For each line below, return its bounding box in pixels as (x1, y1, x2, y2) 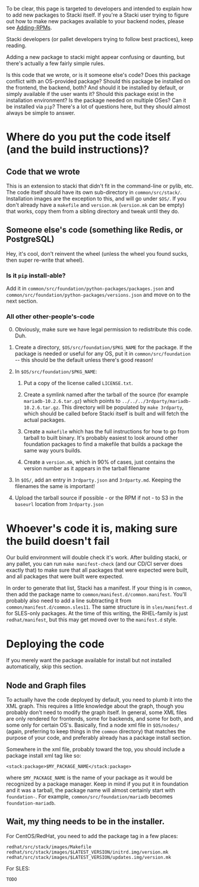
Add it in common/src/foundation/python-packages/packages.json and (6, 285, 175, 292)
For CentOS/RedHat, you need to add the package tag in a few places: (6, 832, 178, 839)
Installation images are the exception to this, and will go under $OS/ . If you (6, 195, 187, 202)
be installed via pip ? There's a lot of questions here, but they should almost (6, 103, 190, 110)
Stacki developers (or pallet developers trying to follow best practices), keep (6, 36, 194, 42)
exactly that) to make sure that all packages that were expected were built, (6, 566, 189, 574)
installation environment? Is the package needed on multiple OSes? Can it (6, 97, 187, 104)
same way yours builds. (23, 447, 82, 454)
